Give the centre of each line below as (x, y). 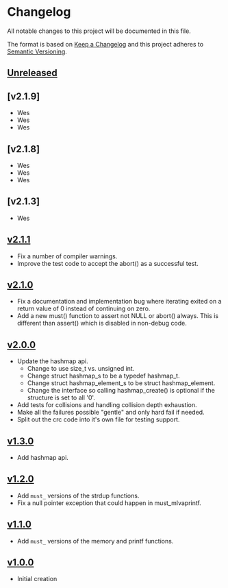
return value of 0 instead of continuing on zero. (84, 308)
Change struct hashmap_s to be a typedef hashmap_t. (103, 376)
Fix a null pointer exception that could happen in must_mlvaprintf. (109, 503)
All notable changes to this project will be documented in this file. (99, 31)
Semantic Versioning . (37, 51)
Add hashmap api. (42, 458)
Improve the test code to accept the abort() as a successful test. (107, 263)
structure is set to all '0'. (61, 397)
